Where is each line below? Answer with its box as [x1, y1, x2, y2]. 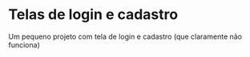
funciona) [8, 40, 40, 49]
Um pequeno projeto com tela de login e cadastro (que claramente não [8, 32, 243, 41]
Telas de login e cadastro [8, 6, 179, 24]
